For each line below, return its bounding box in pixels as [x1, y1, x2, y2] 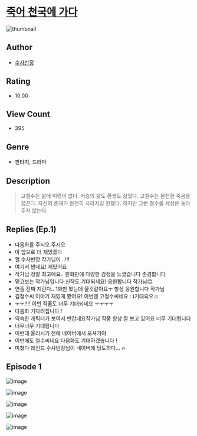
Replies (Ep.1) [6, 224, 57, 235]
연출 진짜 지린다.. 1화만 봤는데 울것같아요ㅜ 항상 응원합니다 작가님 [14, 285, 165, 292]
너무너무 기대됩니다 [14, 322, 60, 329]
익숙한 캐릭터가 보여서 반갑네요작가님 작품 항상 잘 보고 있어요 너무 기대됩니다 [14, 314, 192, 322]
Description [6, 175, 50, 186]
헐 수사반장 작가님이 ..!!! [14, 255, 70, 263]
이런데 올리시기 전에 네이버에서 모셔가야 [14, 329, 107, 337]
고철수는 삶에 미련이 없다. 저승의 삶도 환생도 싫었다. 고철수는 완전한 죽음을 [20, 193, 191, 199]
